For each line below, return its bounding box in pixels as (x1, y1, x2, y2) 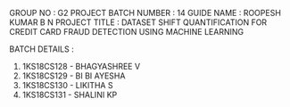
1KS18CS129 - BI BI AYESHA (21, 70, 126, 81)
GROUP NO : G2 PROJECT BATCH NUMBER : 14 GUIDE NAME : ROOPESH (9, 8, 281, 18)
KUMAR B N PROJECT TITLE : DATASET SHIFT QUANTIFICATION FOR (9, 17, 268, 28)
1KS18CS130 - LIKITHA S (21, 80, 113, 90)
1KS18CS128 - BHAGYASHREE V (21, 62, 141, 71)
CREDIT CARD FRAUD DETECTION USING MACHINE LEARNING (9, 27, 244, 37)
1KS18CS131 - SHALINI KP (21, 89, 118, 100)
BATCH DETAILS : (9, 44, 74, 54)
